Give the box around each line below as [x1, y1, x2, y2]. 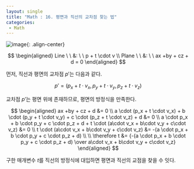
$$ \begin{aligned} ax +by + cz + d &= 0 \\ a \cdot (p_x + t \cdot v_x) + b [11, 108, 186, 115]
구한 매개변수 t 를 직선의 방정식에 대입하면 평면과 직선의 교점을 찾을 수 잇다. [6, 157, 176, 164]
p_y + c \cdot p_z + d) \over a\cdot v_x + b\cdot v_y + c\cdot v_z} [20, 139, 176, 146]
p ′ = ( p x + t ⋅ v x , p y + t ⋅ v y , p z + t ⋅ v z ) [54, 82, 142, 91]
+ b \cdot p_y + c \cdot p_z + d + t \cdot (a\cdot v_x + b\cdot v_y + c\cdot [10, 120, 186, 127]
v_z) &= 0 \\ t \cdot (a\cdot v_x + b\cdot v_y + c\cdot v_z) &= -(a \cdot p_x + [8, 126, 189, 133]
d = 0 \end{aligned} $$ [70, 58, 126, 65]
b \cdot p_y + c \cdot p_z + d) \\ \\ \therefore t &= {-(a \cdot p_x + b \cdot [11, 132, 186, 139]
